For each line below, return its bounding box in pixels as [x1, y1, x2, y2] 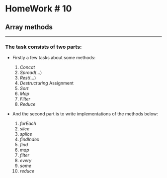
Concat [19, 64, 35, 70]
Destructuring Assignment [19, 80, 74, 86]
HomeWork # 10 [5, 3, 72, 14]
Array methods [5, 23, 53, 31]
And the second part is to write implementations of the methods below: [12, 111, 158, 117]
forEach [19, 120, 36, 127]
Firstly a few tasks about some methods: [12, 55, 96, 61]
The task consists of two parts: [5, 43, 82, 50]
